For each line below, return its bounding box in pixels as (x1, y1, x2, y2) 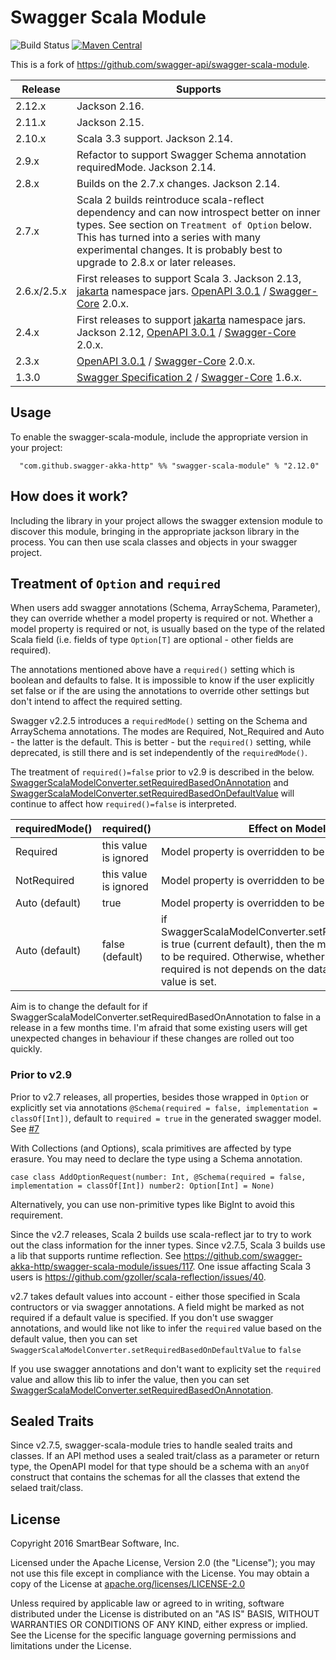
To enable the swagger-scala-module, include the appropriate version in (10, 431, 309, 443)
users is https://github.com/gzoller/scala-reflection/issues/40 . (10, 1271, 267, 1283)
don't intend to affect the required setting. (10, 696, 183, 708)
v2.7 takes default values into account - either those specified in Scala (10, 1290, 301, 1302)
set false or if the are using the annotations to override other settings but (10, 685, 310, 697)
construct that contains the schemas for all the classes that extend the (10, 1471, 301, 1483)
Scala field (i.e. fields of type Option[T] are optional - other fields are (10, 634, 294, 646)
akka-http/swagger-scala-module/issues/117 (10, 1260, 193, 1272)
